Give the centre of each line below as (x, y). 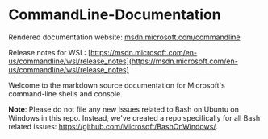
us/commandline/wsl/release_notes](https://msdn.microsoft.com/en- (123, 61)
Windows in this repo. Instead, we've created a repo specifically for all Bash (134, 117)
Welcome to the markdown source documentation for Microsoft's (117, 85)
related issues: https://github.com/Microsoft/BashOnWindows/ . (113, 126)
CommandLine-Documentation (115, 15)
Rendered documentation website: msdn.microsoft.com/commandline (124, 37)
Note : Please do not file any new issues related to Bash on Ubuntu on (124, 109)
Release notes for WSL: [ (50, 52)
